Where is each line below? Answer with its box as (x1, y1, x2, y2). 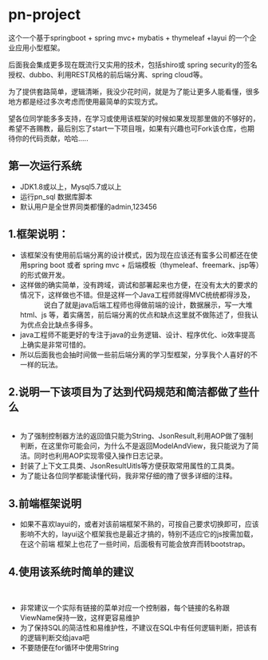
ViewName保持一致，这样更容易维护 (19, 613, 140, 623)
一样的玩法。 (19, 359, 62, 369)
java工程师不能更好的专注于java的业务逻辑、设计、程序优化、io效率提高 (19, 329, 255, 340)
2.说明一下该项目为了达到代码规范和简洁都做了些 (8, 385, 250, 399)
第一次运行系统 (8, 159, 82, 173)
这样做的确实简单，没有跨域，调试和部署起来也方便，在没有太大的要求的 (19, 280, 258, 289)
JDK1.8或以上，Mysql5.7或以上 (19, 182, 122, 191)
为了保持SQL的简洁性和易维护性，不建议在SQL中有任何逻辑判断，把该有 (19, 623, 258, 632)
